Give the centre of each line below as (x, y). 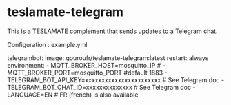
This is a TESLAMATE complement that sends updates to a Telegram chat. (113, 31)
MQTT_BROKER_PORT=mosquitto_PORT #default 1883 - (87, 73)
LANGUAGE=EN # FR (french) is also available (73, 95)
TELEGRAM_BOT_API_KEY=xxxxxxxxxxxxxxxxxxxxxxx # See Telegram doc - (116, 79)
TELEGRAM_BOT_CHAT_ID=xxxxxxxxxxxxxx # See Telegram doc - (101, 87)
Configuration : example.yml (47, 44)
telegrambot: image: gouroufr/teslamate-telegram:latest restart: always (108, 58)
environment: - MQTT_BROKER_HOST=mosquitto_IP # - (86, 65)
